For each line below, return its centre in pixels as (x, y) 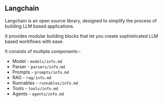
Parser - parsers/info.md (39, 66)
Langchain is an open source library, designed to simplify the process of (81, 20)
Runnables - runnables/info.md (45, 83)
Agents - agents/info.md (38, 93)
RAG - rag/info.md (32, 77)
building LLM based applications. (40, 26)
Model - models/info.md (37, 61)
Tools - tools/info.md (35, 88)
